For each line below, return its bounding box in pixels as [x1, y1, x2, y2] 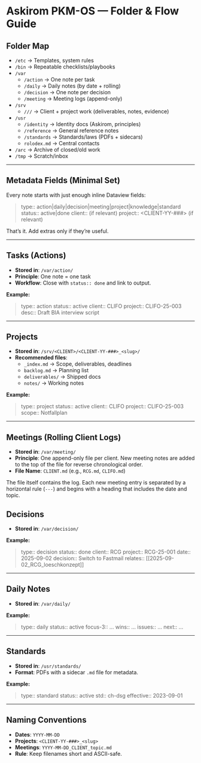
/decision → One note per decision [23, 89, 111, 95]
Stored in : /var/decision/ [14, 525, 79, 532]
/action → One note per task [23, 76, 95, 83]
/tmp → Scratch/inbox [14, 152, 69, 160]
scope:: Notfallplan [20, 409, 68, 417]
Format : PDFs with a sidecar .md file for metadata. [14, 668, 139, 676]
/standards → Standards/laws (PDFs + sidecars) [23, 133, 143, 140]
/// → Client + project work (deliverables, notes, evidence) [23, 108, 169, 115]
